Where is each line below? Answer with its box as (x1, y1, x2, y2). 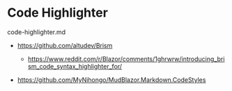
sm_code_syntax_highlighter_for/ (27, 62, 123, 70)
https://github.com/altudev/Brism (17, 41, 113, 49)
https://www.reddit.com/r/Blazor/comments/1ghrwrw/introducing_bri (27, 54, 225, 63)
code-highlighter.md (7, 28, 66, 36)
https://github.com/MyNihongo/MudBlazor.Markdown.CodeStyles (17, 75, 206, 84)
